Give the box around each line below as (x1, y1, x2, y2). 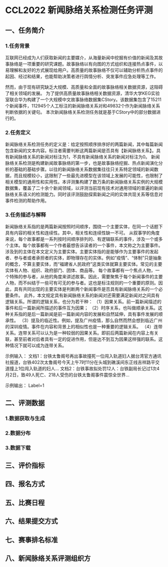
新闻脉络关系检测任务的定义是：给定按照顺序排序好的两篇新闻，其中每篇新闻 (5, 141, 163, 148)
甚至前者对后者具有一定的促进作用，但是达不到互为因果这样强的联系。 (13, 336, 158, 342)
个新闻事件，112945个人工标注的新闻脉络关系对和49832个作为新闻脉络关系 (5, 103, 160, 109)
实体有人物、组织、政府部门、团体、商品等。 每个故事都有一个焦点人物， (5, 267, 155, 273)
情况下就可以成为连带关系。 (9, 342, 66, 348)
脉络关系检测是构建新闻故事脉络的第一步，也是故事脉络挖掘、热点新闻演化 (5, 160, 158, 166)
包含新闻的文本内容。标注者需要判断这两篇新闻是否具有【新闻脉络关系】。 (5, 148, 156, 154)
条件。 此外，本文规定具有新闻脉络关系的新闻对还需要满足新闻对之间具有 (9, 292, 160, 298)
